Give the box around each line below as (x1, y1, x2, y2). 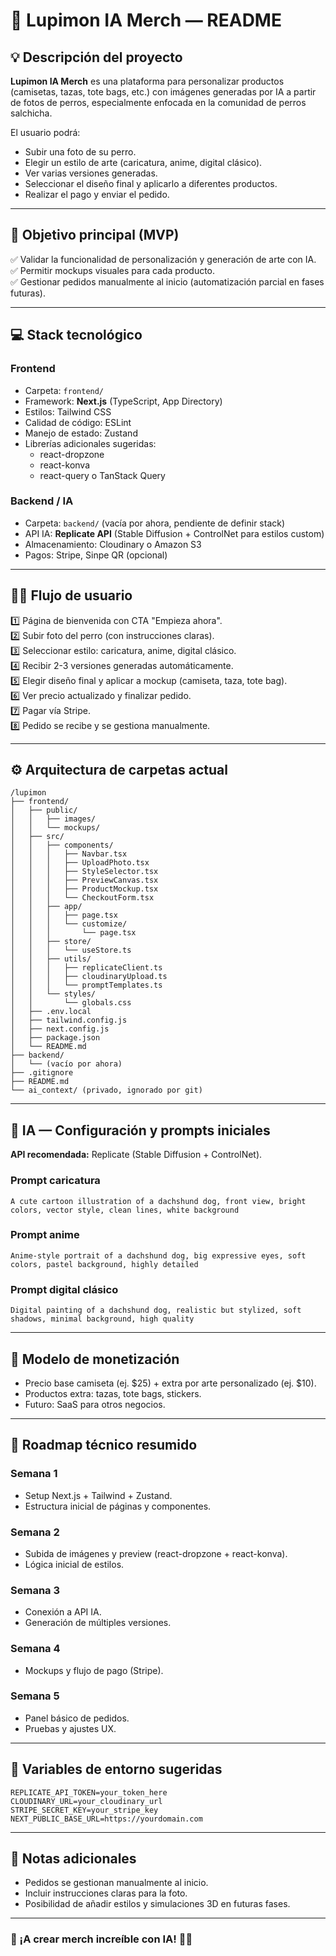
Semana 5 (10, 1689, 60, 1703)
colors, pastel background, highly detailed (10, 1259, 199, 1269)
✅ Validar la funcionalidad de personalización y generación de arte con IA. (10, 253, 317, 265)
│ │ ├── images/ (10, 814, 97, 824)
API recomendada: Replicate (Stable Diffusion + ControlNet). (10, 1149, 263, 1161)
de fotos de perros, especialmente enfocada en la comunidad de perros (10, 97, 307, 108)
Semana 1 (10, 1467, 58, 1481)
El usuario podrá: (10, 127, 81, 138)
